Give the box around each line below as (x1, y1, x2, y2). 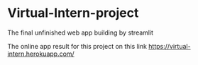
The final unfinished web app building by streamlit (7, 28, 154, 37)
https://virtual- (148, 42, 191, 50)
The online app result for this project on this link (7, 42, 148, 50)
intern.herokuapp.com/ (7, 49, 75, 58)
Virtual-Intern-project (7, 5, 139, 21)
